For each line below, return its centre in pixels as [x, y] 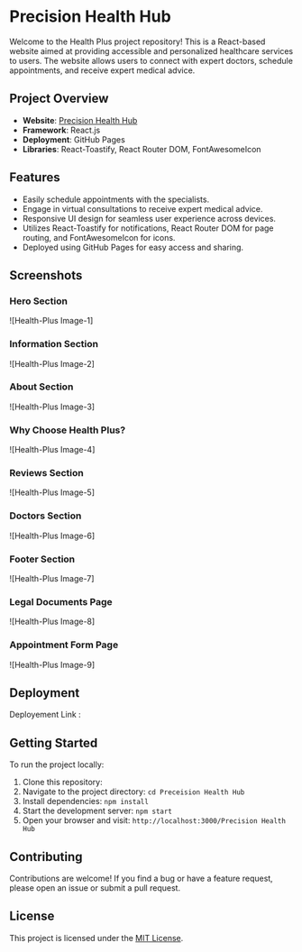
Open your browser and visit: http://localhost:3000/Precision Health [154, 820]
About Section [41, 387]
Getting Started [54, 742]
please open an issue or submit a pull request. [95, 888]
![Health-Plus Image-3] [52, 407]
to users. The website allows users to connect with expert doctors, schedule [151, 60]
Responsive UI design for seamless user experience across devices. [149, 218]
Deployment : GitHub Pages [74, 139]
